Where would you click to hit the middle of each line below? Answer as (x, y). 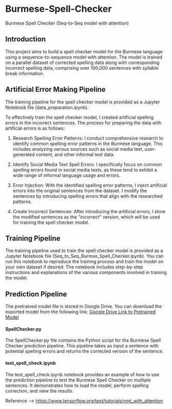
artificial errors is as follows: (35, 128)
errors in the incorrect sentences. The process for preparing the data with (83, 122)
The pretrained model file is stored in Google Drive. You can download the (84, 306)
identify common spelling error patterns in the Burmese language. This (88, 144)
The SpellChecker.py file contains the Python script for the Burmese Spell (83, 340)
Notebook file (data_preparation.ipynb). (47, 107)
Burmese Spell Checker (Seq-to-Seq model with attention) (67, 23)
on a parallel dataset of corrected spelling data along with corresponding (82, 63)
